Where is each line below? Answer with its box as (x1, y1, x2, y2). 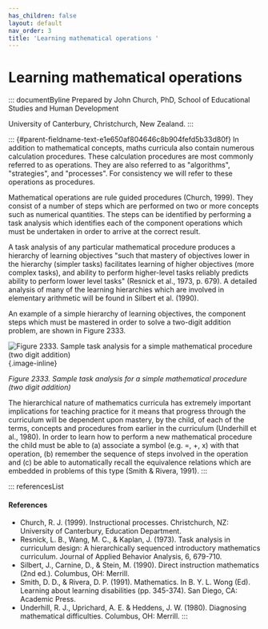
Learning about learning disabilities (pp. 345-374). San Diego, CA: (19, 586, 238, 595)
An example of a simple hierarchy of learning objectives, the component (8, 309, 246, 319)
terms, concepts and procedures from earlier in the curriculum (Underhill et (8, 424, 258, 433)
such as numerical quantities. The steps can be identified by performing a (8, 210, 252, 220)
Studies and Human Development (8, 103, 119, 113)
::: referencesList (8, 482, 64, 491)
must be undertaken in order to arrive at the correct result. (8, 227, 201, 236)
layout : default (8, 19, 62, 27)
